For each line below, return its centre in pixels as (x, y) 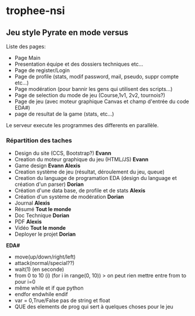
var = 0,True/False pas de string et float (62, 301)
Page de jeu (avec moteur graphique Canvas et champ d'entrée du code (102, 101)
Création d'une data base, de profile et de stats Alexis (80, 191)
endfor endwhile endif (41, 294)
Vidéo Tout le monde (40, 228)
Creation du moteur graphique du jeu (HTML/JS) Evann (81, 159)
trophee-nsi (36, 11)
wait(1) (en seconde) (39, 269)
